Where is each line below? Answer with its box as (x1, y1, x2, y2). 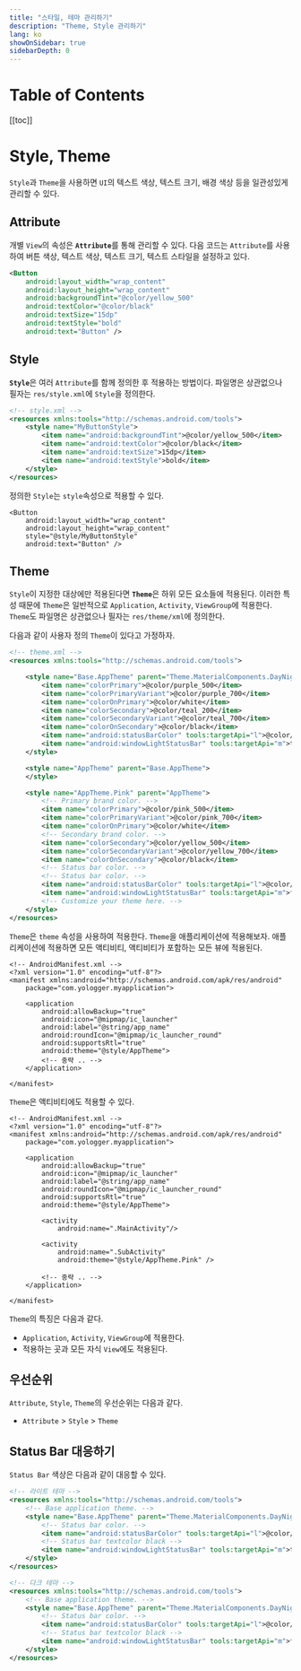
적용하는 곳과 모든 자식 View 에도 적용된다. (21, 1343, 168, 1354)
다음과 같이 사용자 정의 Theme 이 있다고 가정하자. (9, 630, 176, 641)
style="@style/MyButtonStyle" (25, 531, 139, 541)
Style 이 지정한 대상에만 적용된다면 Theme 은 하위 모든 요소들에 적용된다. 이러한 (9, 588, 281, 599)
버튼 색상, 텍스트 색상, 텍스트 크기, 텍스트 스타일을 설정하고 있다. (25, 250, 251, 261)
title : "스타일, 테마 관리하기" (9, 13, 114, 22)
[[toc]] (9, 115, 33, 126)
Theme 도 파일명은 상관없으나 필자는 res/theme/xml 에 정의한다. (9, 611, 226, 622)
